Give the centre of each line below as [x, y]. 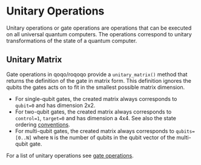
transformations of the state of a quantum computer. [72, 40]
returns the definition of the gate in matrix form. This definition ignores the [99, 80]
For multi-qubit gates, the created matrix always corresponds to [94, 131]
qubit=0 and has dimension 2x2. [55, 105]
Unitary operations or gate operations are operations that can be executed [99, 28]
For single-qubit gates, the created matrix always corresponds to [96, 99]
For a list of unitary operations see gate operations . [70, 155]
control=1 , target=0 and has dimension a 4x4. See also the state [96, 118]
